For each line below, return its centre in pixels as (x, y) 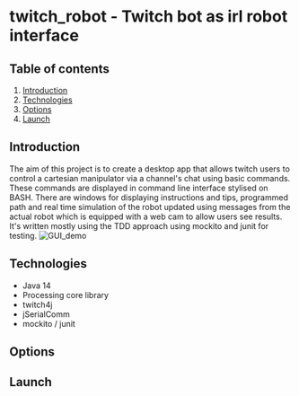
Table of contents (59, 69)
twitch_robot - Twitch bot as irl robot (149, 17)
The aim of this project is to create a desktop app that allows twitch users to (149, 169)
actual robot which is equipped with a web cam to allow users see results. (146, 216)
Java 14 (36, 286)
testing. (23, 235)
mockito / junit (49, 323)
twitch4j (37, 304)
